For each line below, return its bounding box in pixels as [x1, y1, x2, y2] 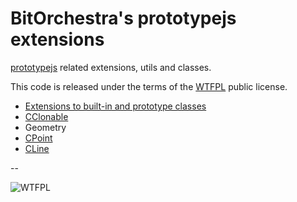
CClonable [24, 110, 69, 122]
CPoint [24, 132, 53, 144]
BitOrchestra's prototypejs [10, 7, 237, 30]
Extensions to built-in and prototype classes [24, 100, 207, 112]
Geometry [24, 121, 67, 133]
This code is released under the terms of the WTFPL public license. [10, 80, 288, 92]
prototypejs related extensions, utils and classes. [10, 61, 212, 73]
